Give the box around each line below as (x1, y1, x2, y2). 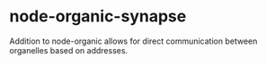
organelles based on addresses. (9, 45, 129, 55)
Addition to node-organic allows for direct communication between (9, 36, 258, 46)
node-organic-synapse (9, 6, 187, 27)
